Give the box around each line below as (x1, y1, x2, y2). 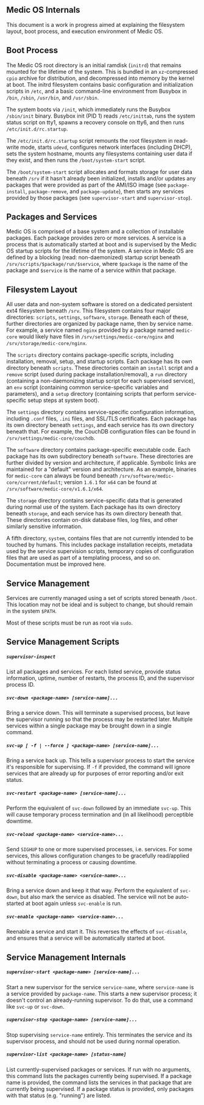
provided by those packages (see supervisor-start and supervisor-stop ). (6, 194, 192, 201)
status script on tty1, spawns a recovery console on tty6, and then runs (6, 118, 185, 126)
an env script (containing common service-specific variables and (6, 384, 169, 391)
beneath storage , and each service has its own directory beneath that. (6, 510, 183, 517)
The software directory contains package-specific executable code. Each (6, 446, 191, 454)
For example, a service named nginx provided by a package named (6, 326, 175, 334)
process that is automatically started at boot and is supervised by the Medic (6, 241, 197, 248)
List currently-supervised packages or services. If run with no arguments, (6, 1065, 191, 1073)
